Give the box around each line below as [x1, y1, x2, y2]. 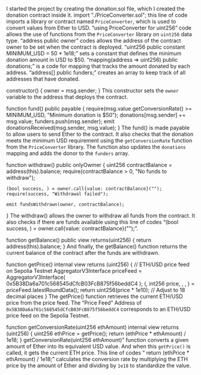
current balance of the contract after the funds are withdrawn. [6, 249, 160, 256]
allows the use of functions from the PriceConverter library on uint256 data [6, 31, 192, 38]
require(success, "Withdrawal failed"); [6, 191, 109, 197]
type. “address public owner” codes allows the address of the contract [6, 37, 181, 44]
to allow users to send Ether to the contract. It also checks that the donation [6, 130, 194, 138]
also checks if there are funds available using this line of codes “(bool [6, 219, 179, 225]
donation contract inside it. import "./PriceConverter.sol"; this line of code [6, 11, 188, 19]
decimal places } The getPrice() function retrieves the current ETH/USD [6, 293, 183, 300]
